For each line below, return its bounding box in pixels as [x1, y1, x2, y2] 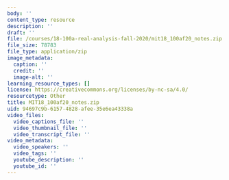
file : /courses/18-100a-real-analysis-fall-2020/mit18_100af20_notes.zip [7, 36, 223, 42]
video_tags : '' [13, 150, 57, 157]
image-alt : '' [13, 73, 53, 81]
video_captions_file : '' [13, 118, 84, 125]
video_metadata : [7, 138, 53, 144]
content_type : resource [7, 16, 75, 23]
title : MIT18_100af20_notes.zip [7, 99, 99, 106]
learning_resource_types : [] [7, 80, 91, 87]
